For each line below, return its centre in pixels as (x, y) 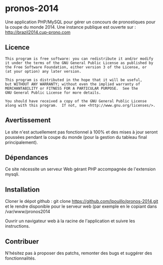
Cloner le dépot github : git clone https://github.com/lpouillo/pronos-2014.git (82, 201)
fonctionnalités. (21, 258)
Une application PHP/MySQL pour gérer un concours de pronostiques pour (80, 22)
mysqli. (12, 174)
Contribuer (22, 241)
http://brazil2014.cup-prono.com (38, 32)
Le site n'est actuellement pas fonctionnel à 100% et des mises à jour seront (81, 132)
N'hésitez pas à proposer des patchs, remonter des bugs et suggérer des (79, 253)
